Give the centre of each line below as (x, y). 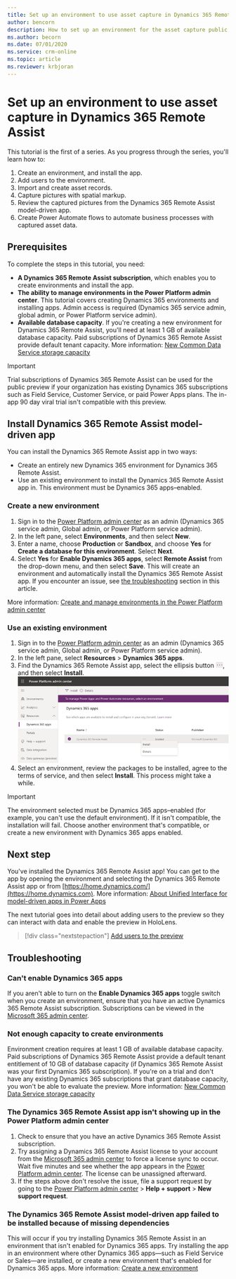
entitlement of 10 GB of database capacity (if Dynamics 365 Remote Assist (115, 1064)
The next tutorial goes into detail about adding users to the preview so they (116, 915)
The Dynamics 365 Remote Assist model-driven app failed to (113, 1214)
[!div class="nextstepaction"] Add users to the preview (104, 936)
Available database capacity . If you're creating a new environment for (120, 322)
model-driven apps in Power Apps (57, 901)
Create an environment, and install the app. (80, 173)
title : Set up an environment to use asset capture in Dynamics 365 (110, 15)
